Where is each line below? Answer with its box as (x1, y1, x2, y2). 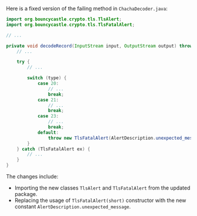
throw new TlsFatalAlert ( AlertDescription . (47, 135, 157, 141)
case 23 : (37, 113, 59, 119)
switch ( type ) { (27, 75, 67, 81)
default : (37, 129, 59, 136)
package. (14, 191, 38, 197)
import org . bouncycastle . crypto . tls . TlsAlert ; (6, 16, 122, 22)
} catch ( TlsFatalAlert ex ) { (16, 146, 91, 152)
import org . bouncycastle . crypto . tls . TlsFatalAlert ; (6, 22, 135, 28)
